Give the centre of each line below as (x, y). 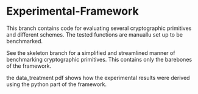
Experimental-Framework (72, 11)
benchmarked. (25, 41)
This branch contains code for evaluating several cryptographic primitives (99, 28)
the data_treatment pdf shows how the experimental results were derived (98, 78)
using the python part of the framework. (56, 84)
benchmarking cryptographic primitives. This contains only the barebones (99, 59)
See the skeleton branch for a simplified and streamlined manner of (91, 52)
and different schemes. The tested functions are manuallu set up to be (94, 34)
